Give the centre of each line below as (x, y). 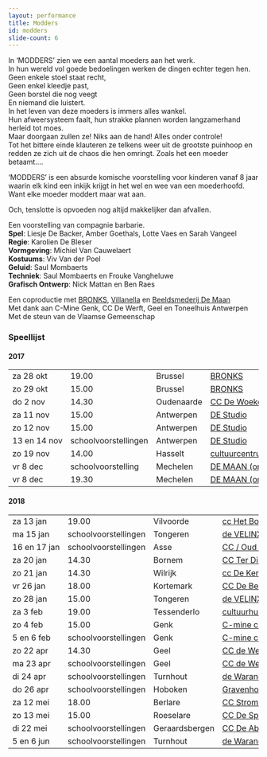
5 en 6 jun (31, 741)
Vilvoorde (171, 521)
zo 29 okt (30, 389)
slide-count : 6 (33, 38)
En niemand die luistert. (47, 103)
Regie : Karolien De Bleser (50, 242)
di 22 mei (30, 728)
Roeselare (172, 715)
